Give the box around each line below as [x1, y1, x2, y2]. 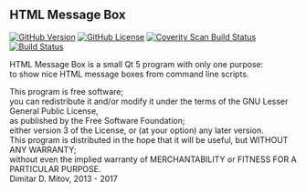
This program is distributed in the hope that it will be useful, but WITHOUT [9, 134, 289, 145]
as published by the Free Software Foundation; [9, 115, 185, 126]
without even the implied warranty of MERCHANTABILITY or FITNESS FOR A [9, 154, 297, 165]
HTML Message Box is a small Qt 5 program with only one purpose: [9, 58, 264, 69]
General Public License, [9, 105, 99, 117]
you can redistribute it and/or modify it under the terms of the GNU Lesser [9, 96, 289, 107]
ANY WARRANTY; [9, 144, 77, 155]
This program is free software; [9, 86, 124, 96]
